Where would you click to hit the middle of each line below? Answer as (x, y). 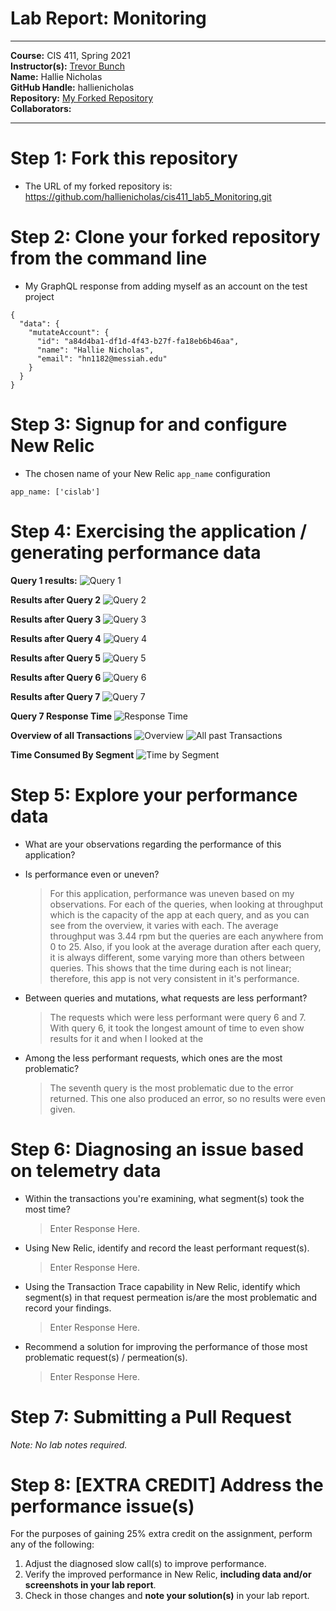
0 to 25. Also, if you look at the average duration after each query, (185, 946)
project (39, 296)
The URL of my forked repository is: (98, 186)
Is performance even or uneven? (92, 874)
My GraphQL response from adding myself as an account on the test (166, 286)
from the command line (109, 258)
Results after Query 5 (55, 658)
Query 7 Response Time (61, 716)
